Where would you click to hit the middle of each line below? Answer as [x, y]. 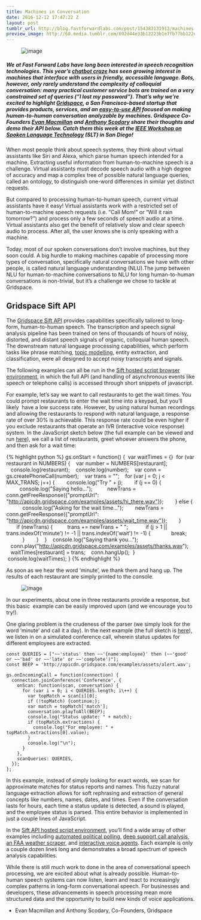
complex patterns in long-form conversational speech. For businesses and [98, 886]
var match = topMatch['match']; [68, 706]
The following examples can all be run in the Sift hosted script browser [93, 370]
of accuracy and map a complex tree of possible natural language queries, [98, 175]
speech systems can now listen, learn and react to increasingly [102, 879]
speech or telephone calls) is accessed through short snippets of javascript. [100, 383]
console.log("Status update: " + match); [80, 717]
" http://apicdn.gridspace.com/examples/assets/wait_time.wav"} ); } [94, 520]
